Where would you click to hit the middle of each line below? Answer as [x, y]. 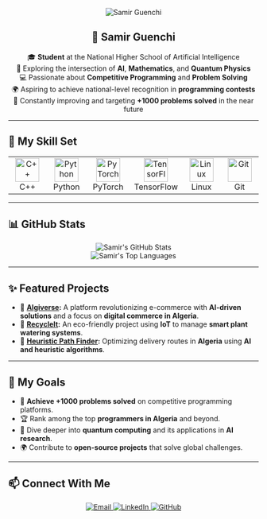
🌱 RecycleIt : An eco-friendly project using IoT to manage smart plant [133, 324]
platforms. [37, 410]
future [133, 109]
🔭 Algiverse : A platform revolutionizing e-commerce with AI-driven [130, 308]
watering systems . [51, 333]
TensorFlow [156, 187]
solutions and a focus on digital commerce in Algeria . [109, 316]
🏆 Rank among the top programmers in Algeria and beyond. [120, 419]
